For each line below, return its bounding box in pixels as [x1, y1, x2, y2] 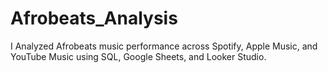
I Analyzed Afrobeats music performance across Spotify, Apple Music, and [10, 40, 318, 52]
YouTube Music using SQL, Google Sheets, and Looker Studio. [10, 50, 267, 62]
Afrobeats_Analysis [10, 7, 178, 30]
